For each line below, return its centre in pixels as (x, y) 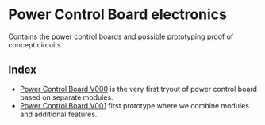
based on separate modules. (66, 97)
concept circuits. (36, 44)
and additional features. (58, 114)
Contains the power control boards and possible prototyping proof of (121, 36)
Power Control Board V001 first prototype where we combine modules (134, 105)
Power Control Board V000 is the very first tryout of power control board (138, 89)
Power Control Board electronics (118, 15)
